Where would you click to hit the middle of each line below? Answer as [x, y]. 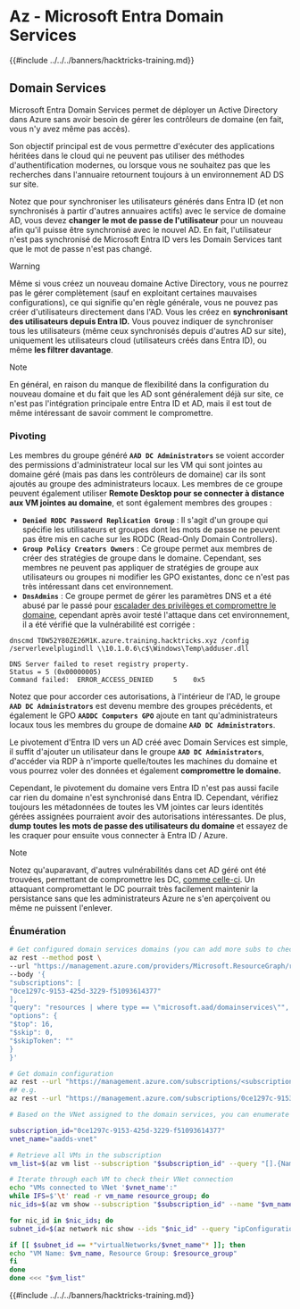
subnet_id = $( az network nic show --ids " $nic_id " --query [119, 1229]
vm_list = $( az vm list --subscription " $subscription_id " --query [133, 1163]
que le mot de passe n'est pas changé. [81, 248]
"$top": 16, [31, 1024]
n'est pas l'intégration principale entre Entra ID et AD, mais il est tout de [141, 403]
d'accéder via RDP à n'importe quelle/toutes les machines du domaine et [143, 762]
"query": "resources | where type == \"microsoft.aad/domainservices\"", [150, 1008]
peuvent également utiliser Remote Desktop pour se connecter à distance [147, 494]
